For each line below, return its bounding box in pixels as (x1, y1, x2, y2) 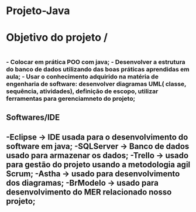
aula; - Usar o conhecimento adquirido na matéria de (6, 72, 159, 80)
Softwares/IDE (6, 112, 60, 122)
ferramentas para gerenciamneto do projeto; (6, 94, 136, 102)
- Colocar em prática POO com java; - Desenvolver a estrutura (6, 57, 185, 66)
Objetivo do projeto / (6, 31, 108, 45)
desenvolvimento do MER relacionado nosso (6, 187, 172, 197)
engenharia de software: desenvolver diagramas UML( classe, (6, 80, 187, 88)
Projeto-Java (6, 4, 70, 18)
